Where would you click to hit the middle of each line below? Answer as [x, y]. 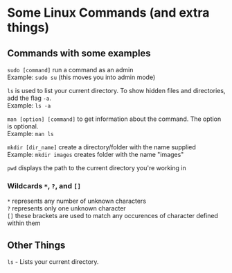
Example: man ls [30, 134]
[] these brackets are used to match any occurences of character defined [113, 216]
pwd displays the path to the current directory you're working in [97, 168]
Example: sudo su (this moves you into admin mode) [81, 77]
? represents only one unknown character [66, 208]
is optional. [23, 126]
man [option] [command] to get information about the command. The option [114, 119]
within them [24, 223]
